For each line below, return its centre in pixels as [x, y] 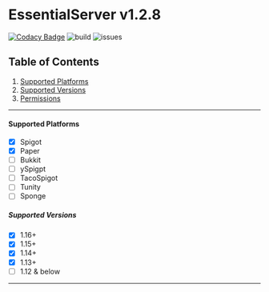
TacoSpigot [39, 178]
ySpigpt [33, 169]
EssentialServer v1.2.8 [85, 15]
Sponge [33, 196]
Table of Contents [54, 62]
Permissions [40, 98]
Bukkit [30, 160]
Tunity [30, 187]
